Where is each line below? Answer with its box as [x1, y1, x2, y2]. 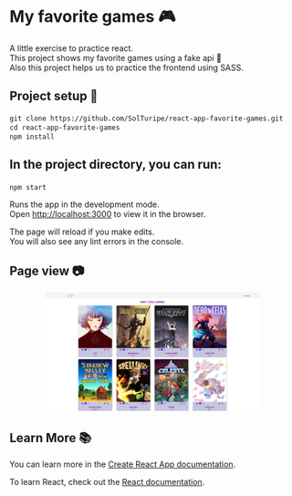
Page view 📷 [9, 263, 85, 278]
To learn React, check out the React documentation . [9, 477, 205, 487]
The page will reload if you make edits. [9, 226, 155, 237]
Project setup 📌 [9, 88, 99, 104]
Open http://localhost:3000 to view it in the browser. [9, 208, 206, 219]
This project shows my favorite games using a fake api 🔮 [9, 52, 222, 63]
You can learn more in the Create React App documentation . [9, 459, 236, 470]
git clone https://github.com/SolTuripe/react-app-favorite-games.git [9, 114, 284, 123]
